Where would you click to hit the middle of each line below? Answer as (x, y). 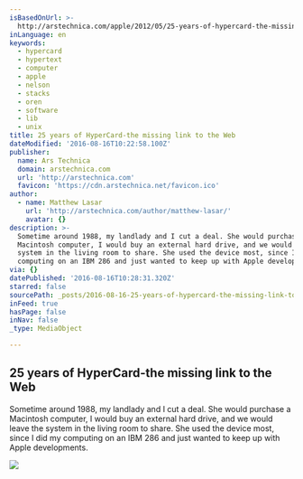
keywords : (28, 43)
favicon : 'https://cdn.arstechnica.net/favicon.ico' (119, 186)
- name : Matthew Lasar (60, 203)
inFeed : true (34, 304)
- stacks (34, 93)
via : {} (24, 270)
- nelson (34, 85)
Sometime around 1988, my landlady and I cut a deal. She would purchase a (150, 409)
